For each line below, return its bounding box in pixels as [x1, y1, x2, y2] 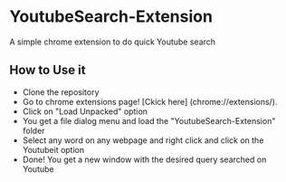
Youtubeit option [22, 144, 85, 155]
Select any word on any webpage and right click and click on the [22, 134, 264, 146]
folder [22, 125, 45, 136]
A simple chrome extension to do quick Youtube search [9, 36, 215, 47]
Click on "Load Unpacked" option [22, 106, 148, 117]
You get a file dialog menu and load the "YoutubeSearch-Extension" [22, 115, 276, 126]
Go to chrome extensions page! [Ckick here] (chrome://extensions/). [22, 96, 278, 107]
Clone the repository [22, 86, 100, 97]
